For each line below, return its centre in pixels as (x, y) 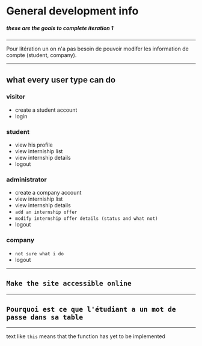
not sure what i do (39, 253)
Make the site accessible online (69, 284)
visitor (16, 97)
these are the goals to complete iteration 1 (60, 28)
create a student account (46, 110)
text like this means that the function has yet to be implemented (86, 336)
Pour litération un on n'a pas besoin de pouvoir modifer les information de (98, 49)
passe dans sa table (45, 317)
